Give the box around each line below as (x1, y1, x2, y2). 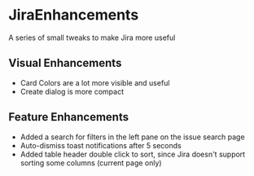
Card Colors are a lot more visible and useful (20, 77, 170, 87)
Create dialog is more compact (20, 86, 125, 96)
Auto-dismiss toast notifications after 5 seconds (20, 140, 182, 150)
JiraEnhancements (8, 6, 139, 24)
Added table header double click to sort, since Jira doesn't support (20, 149, 246, 159)
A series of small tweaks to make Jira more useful (8, 33, 176, 42)
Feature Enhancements (8, 110, 129, 124)
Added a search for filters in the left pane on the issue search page (20, 132, 246, 142)
